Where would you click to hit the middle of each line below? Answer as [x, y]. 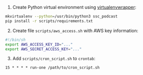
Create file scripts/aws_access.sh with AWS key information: [75, 30]
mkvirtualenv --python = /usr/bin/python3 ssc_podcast [61, 16]
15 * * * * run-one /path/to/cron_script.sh [52, 68]
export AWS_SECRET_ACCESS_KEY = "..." [43, 49]
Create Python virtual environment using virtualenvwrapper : [74, 7]
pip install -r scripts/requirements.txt [49, 21]
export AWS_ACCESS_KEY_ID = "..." [39, 44]
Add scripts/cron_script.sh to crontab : [54, 58]
